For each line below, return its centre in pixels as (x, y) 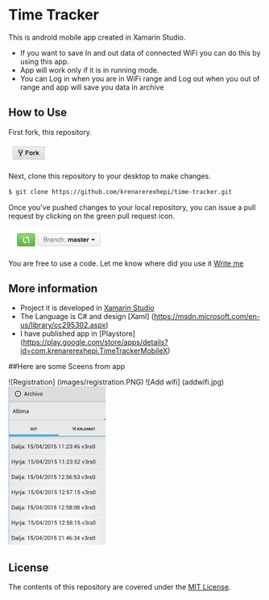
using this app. (45, 61)
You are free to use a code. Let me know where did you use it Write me (126, 263)
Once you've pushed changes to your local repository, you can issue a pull (132, 207)
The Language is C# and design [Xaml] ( (87, 317)
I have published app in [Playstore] (77, 334)
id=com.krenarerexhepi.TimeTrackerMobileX (94, 351)
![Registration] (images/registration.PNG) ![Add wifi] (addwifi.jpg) (116, 382)
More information (53, 289)
